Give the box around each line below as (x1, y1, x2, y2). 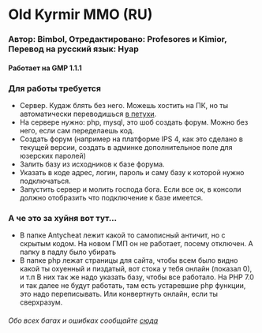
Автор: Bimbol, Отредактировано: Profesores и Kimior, (8, 34, 227, 45)
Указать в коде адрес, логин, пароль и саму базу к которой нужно (19, 168, 245, 177)
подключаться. (19, 176, 71, 185)
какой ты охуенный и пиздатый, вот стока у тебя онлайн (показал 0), (19, 264, 253, 274)
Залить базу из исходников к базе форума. (19, 159, 165, 169)
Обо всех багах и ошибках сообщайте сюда (8, 316, 159, 325)
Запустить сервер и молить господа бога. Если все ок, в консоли (19, 185, 242, 194)
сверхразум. (19, 297, 63, 307)
